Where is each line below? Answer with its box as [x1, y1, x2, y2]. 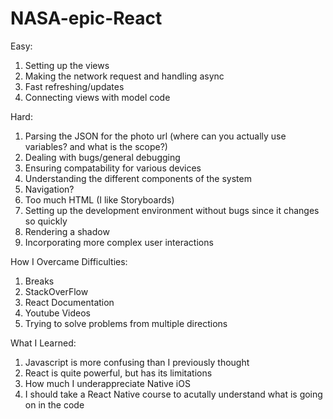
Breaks [24, 275, 55, 287]
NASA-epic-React [10, 7, 163, 30]
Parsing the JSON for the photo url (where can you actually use [24, 130, 287, 142]
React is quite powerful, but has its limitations [24, 367, 213, 379]
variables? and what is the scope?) [24, 140, 168, 152]
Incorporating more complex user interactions [24, 236, 214, 248]
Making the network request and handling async [24, 70, 225, 82]
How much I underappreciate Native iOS [24, 377, 191, 389]
